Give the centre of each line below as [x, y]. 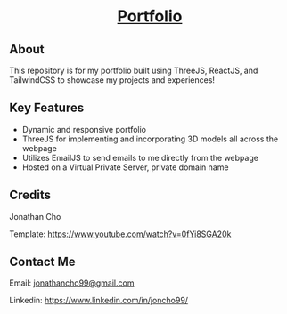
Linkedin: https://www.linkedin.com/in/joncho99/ [99, 301]
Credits [30, 195]
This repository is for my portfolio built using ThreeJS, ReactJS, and [134, 70]
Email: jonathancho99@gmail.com [72, 283]
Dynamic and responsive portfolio [84, 129]
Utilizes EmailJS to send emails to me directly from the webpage [140, 157]
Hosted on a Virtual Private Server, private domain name [125, 167]
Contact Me [42, 262]
